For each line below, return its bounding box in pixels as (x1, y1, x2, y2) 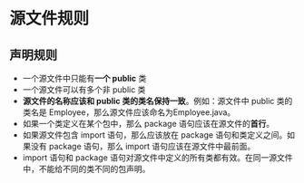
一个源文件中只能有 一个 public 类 (22, 73, 147, 83)
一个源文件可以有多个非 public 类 (22, 84, 146, 95)
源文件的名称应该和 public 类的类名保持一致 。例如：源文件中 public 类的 (22, 96, 293, 106)
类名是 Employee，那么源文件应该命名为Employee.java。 (22, 107, 236, 118)
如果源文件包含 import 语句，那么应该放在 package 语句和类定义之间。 (22, 130, 288, 140)
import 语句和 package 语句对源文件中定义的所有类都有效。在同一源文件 (22, 152, 293, 163)
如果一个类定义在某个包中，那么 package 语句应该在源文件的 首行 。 (22, 119, 275, 129)
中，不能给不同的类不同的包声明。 (22, 164, 151, 174)
